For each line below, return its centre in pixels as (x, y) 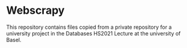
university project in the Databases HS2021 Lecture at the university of (93, 33)
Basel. (14, 40)
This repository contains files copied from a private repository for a (89, 27)
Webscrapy (35, 10)
